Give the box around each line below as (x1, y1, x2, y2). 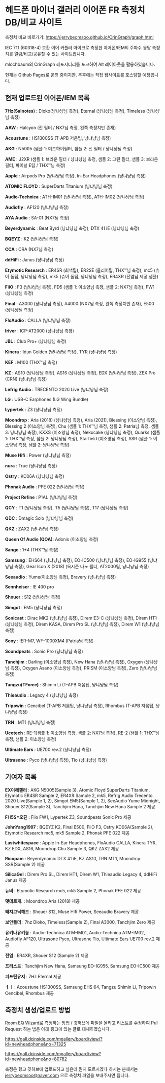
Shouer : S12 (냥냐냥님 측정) (5, 594, 61, 600)
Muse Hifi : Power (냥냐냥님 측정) (5, 452, 71, 458)
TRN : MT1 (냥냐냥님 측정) (5, 719, 56, 725)
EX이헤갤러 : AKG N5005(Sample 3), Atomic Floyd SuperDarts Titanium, (5, 787, 150, 793)
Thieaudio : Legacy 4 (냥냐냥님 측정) (5, 692, 78, 698)
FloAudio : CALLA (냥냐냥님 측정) (5, 317, 71, 323)
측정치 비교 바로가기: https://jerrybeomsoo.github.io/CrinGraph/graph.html (5, 34, 154, 40)
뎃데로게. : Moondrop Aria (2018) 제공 (5, 898, 80, 904)
